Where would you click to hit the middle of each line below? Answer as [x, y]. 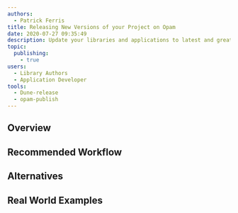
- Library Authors [41, 73]
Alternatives [35, 177]
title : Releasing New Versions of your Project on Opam [91, 27]
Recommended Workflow [65, 152]
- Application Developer [50, 80]
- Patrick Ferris [39, 21]
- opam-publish [36, 100]
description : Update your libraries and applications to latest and [110, 40]
